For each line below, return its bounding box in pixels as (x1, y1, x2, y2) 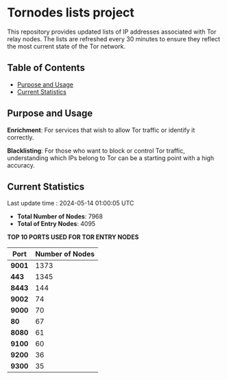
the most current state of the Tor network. (7, 42, 126, 50)
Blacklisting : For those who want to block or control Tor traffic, (7, 146, 185, 155)
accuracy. (7, 161, 36, 169)
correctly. (7, 133, 34, 142)
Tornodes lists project (7, 5, 135, 21)
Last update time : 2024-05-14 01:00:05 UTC (7, 199, 134, 208)
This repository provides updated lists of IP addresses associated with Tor (7, 27, 217, 36)
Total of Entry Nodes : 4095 (16, 220, 96, 228)
